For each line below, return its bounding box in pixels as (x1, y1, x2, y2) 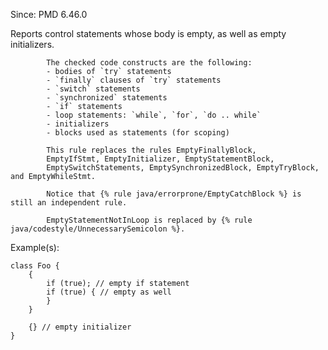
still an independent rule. (10, 198, 128, 208)
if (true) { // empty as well (46, 287, 172, 297)
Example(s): (10, 242, 60, 253)
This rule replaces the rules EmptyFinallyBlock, (46, 145, 257, 155)
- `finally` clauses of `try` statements (46, 75, 222, 85)
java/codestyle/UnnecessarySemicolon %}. (10, 224, 186, 234)
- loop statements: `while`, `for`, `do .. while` (46, 110, 262, 120)
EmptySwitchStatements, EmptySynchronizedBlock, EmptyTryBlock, (46, 163, 320, 173)
